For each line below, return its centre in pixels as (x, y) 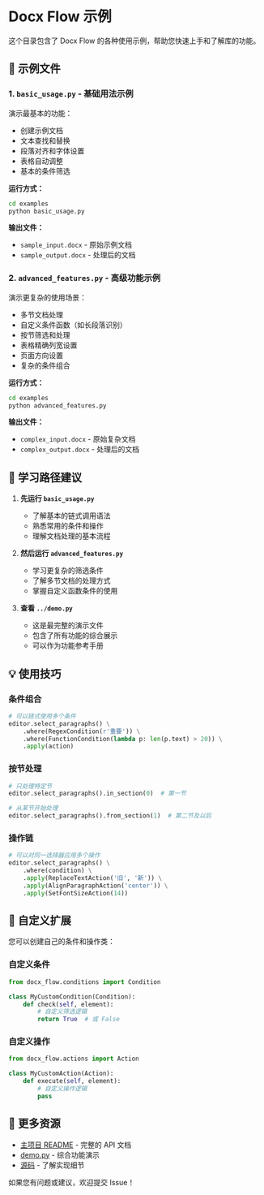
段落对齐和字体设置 (52, 150)
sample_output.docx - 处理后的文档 (78, 255)
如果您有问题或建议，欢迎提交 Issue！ (72, 1182)
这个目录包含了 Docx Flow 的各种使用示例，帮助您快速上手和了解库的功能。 (134, 41)
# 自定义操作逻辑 (62, 1089)
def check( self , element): (68, 1004)
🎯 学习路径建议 (45, 477)
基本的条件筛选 (45, 170)
